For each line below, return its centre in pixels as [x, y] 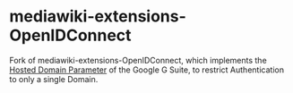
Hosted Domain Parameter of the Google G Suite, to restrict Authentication [147, 70]
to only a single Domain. [54, 79]
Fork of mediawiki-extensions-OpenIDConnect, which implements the [138, 60]
